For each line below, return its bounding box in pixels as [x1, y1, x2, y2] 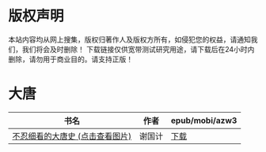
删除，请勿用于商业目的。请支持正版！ [8, 54, 133, 64]
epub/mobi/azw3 [170, 115, 237, 126]
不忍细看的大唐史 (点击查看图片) [12, 131, 132, 142]
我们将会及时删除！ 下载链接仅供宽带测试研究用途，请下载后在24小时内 [21, 44, 255, 54]
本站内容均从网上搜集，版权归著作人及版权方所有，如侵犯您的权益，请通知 [8, 35, 251, 44]
